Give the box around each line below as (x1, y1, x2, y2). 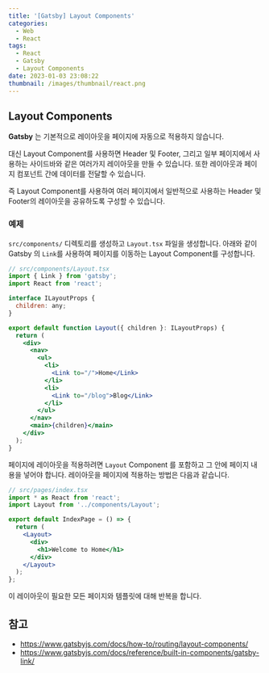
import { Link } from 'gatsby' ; (8, 272, 117, 280)
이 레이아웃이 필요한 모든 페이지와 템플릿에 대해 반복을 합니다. (8, 591, 202, 601)
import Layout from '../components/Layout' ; (8, 501, 160, 509)
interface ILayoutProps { (8, 294, 95, 303)
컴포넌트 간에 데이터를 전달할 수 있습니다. (16, 169, 147, 179)
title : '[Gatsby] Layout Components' (8, 11, 135, 20)
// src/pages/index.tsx (8, 486, 89, 494)
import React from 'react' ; (8, 280, 103, 288)
